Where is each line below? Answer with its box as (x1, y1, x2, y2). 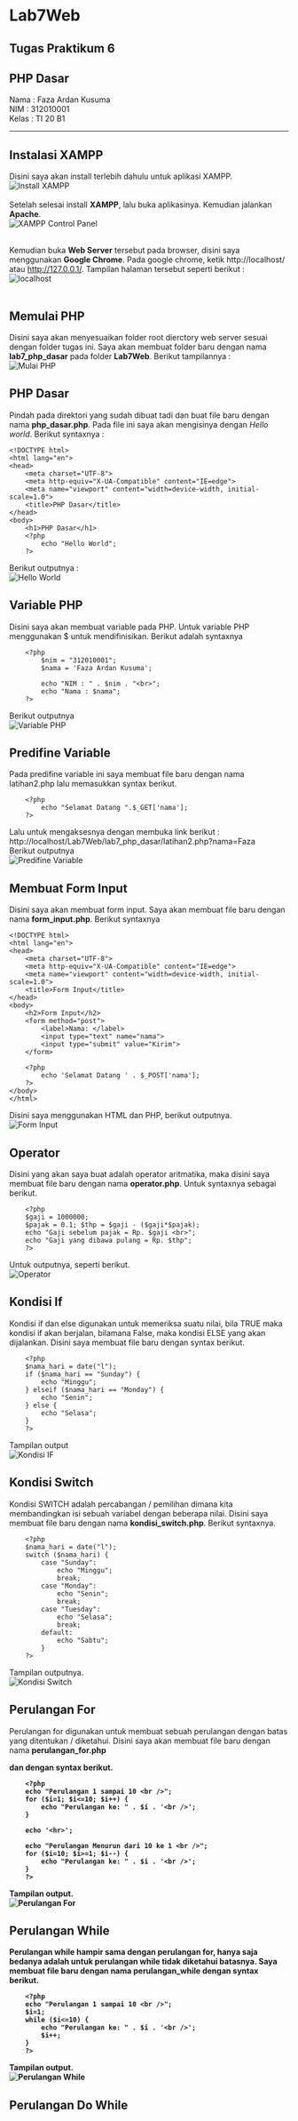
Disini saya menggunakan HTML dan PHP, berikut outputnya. (9, 1110, 232, 1121)
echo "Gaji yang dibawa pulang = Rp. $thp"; (25, 1237, 192, 1245)
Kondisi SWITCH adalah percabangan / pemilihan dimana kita (9, 1499, 233, 1509)
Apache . (9, 209, 42, 220)
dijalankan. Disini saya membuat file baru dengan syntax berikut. (9, 1337, 246, 1348)
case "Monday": (41, 1581, 98, 1590)
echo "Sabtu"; (56, 1636, 109, 1645)
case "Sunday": (41, 1557, 98, 1567)
